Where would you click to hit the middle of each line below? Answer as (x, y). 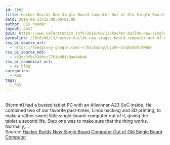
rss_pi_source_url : (26, 43)
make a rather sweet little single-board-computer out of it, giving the (77, 115)
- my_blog (20, 66)
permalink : (17, 38)
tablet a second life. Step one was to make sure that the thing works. (77, 121)
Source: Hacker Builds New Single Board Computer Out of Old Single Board (84, 131)
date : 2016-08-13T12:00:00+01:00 (40, 19)
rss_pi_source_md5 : (26, 52)
